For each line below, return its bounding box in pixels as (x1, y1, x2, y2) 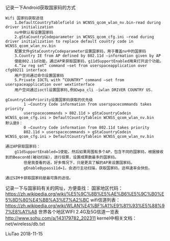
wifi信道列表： (90, 197, 120, 203)
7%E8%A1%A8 (5, 209, 37, 214)
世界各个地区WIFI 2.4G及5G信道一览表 (38, 209, 119, 214)
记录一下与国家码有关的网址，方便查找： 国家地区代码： (5, 185, 123, 191)
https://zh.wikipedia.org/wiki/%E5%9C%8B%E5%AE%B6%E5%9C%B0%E (5, 191, 164, 197)
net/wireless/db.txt (5, 221, 45, 227)
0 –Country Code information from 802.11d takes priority (23, 125, 150, 130)
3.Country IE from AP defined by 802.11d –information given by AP (14, 53, 161, 58)
